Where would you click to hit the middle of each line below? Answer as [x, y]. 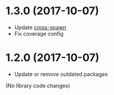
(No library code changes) [38, 85]
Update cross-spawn [40, 27]
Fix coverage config [39, 33]
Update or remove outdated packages [61, 74]
